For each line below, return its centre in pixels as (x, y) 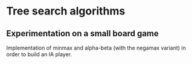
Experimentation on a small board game (82, 34)
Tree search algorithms (66, 11)
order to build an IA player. (39, 54)
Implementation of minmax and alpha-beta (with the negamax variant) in (96, 48)
